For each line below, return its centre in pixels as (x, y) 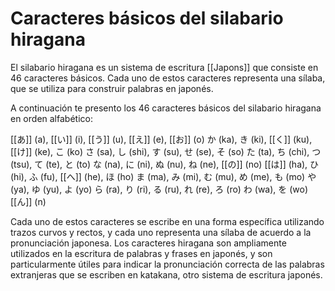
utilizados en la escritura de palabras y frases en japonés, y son (141, 253)
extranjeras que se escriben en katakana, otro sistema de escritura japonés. (166, 274)
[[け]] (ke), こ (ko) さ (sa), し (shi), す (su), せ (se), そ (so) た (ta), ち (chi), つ (166, 151)
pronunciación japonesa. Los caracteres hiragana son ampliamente (148, 243)
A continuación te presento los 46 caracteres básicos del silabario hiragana (166, 108)
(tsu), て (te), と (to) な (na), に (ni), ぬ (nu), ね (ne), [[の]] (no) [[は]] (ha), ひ (165, 164)
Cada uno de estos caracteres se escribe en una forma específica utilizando (167, 221)
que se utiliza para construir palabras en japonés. (112, 88)
